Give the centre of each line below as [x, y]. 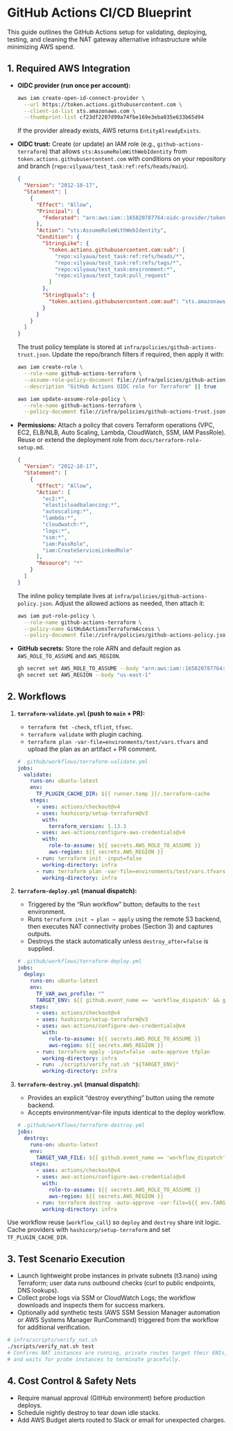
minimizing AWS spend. [41, 46]
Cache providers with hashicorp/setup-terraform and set [89, 1230]
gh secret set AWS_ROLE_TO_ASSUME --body [78, 669]
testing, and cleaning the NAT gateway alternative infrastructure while [107, 39]
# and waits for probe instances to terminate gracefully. [94, 1359]
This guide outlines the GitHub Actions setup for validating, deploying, [107, 32]
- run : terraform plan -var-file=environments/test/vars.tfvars [131, 871]
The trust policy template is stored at [70, 347]
